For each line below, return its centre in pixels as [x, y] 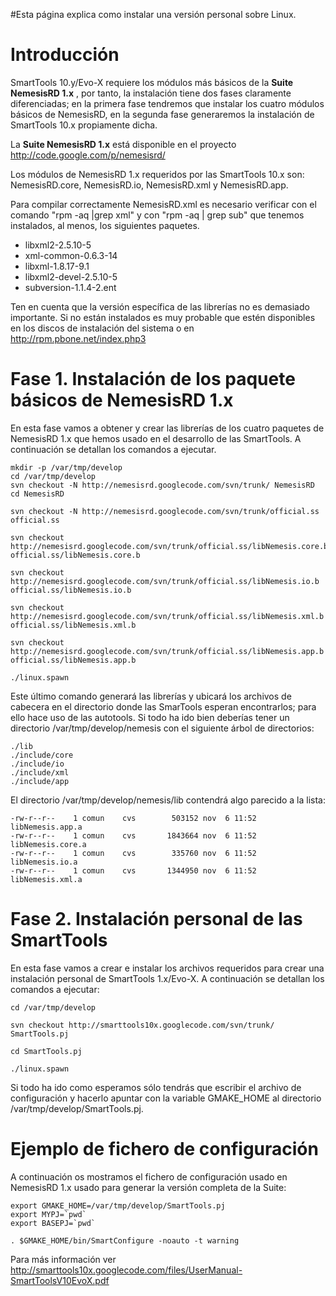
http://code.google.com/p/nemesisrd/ [88, 155]
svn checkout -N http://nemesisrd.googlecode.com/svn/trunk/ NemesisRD [162, 485]
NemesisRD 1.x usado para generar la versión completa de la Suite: [148, 1187]
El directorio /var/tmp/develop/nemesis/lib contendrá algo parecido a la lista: [168, 800]
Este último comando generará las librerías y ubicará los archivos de [151, 696]
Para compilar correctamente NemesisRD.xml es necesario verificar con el [163, 204]
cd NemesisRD [37, 494]
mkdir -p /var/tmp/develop [66, 467]
